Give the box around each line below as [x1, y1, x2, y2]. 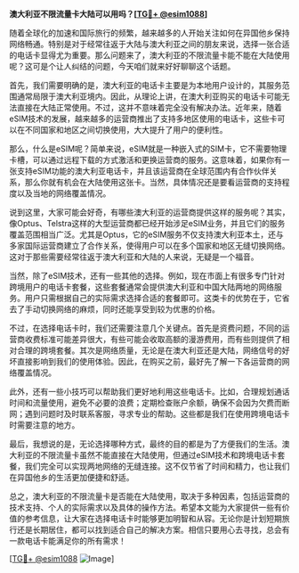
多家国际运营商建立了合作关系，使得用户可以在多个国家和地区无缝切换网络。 [9, 241, 290, 250]
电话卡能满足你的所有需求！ [24, 536, 126, 546]
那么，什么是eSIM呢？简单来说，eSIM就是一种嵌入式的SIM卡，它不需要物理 [9, 143, 287, 154]
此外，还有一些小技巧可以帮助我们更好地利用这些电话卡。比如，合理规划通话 [9, 387, 290, 397]
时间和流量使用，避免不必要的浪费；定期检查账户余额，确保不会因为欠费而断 [9, 397, 290, 408]
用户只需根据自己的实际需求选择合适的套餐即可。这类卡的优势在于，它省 [24, 293, 290, 303]
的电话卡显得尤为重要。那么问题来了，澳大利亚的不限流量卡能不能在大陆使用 [9, 50, 290, 61]
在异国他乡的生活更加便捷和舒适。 [9, 472, 134, 482]
